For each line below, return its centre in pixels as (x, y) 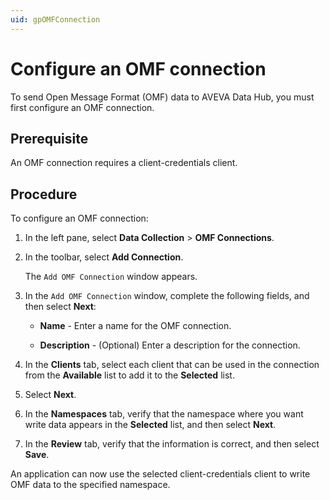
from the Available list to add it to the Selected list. (129, 375)
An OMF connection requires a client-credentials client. (124, 163)
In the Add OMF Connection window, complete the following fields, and (167, 296)
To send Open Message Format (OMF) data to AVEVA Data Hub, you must (162, 97)
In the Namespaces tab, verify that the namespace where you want (164, 414)
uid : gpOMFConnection (55, 19)
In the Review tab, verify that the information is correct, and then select (172, 444)
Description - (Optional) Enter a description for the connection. (170, 345)
